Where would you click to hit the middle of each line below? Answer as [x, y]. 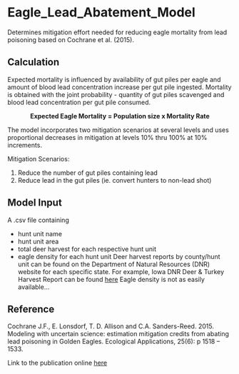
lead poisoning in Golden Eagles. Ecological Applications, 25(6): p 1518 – [114, 342]
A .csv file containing [38, 220]
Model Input [35, 203]
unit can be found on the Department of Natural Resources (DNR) [114, 264]
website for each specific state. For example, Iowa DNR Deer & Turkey [121, 271]
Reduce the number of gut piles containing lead [88, 173]
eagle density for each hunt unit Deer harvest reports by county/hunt [119, 256]
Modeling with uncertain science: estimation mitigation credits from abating [118, 334]
